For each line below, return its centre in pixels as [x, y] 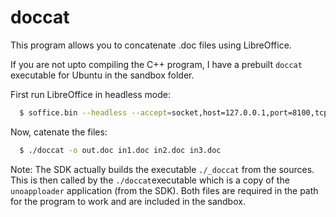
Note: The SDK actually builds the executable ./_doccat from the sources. [162, 169]
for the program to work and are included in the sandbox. [128, 201]
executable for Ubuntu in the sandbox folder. [102, 75]
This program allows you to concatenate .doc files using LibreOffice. [151, 45]
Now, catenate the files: [59, 132]
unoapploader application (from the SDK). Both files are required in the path [164, 190]
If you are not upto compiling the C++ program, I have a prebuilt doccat [156, 64]
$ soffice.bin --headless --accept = [95, 112]
